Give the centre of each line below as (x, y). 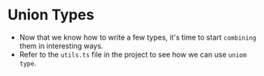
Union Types (51, 15)
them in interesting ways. (61, 45)
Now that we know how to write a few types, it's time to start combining (138, 37)
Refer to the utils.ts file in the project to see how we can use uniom (133, 54)
